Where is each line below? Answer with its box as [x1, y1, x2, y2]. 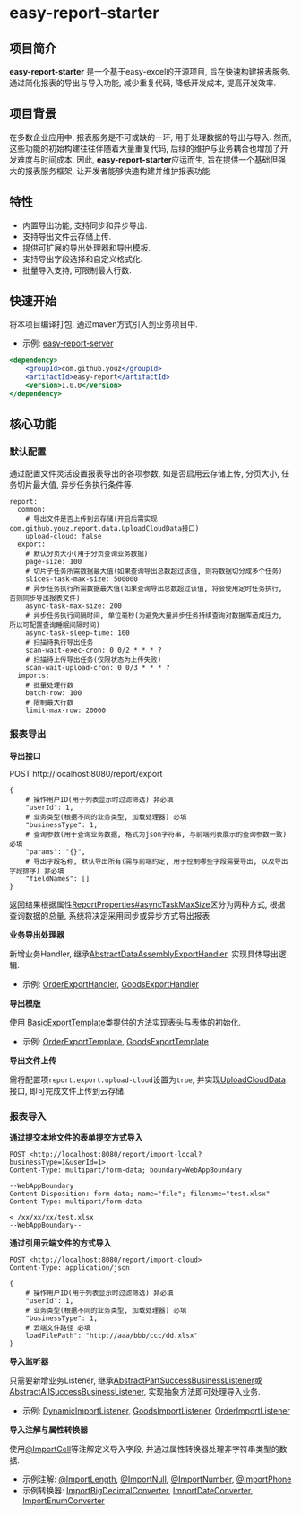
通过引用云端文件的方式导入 [9, 1238, 112, 1248]
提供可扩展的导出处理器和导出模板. [21, 242, 150, 253]
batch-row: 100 [25, 688, 82, 698]
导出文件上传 [9, 1054, 56, 1066]
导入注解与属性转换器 [9, 1424, 88, 1435]
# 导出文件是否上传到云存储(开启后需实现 [25, 515, 159, 524]
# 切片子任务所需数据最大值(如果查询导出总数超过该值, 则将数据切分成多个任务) [25, 567, 283, 576]
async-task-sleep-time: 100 [25, 628, 130, 638]
